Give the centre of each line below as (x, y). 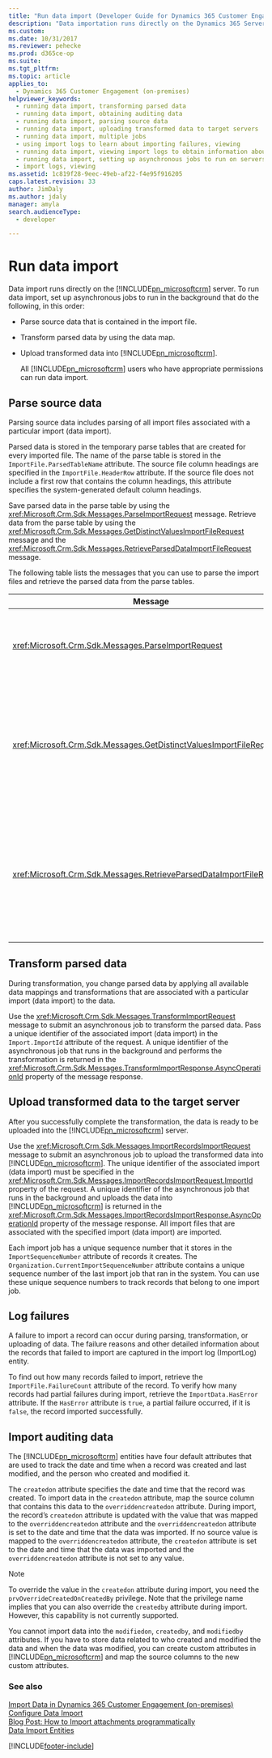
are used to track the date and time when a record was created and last (127, 1465)
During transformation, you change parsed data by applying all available (129, 983)
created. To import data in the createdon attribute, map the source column (132, 1498)
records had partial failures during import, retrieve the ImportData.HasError (134, 1394)
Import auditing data (61, 1437)
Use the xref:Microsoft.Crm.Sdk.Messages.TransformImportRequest (122, 1016)
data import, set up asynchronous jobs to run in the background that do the (134, 297)
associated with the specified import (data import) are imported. (115, 1231)
